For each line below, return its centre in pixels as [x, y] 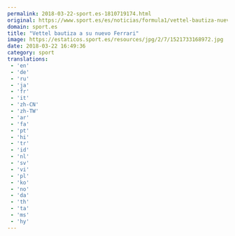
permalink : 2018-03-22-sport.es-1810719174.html [79, 14]
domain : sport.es [33, 27]
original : [22, 20]
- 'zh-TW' [24, 111]
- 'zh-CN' [24, 105]
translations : [28, 59]
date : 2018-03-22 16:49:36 [47, 46]
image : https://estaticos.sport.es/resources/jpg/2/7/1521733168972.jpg [115, 40]
